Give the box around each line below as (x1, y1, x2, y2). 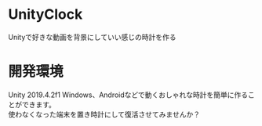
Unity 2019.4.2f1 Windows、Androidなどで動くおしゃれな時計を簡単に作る (8, 90, 249, 99)
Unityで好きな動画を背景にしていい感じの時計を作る (8, 32, 176, 41)
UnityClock (8, 5, 83, 23)
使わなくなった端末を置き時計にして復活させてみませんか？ (8, 110, 201, 119)
